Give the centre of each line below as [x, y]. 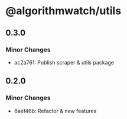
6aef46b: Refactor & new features [55, 111]
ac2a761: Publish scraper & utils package [64, 62]
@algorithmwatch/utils [63, 11]
